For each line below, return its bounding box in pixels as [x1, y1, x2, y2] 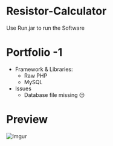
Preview [6, 113, 48, 127]
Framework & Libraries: [15, 65, 74, 73]
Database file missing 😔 [24, 91, 85, 98]
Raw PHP [24, 71, 48, 79]
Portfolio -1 [6, 45, 63, 59]
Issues [15, 85, 32, 92]
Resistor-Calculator [6, 4, 107, 18]
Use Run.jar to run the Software [6, 24, 85, 32]
